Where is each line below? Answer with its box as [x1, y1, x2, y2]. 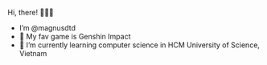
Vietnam [18, 49, 47, 58]
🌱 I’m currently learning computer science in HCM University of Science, [18, 40, 261, 50]
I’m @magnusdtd [18, 23, 76, 32]
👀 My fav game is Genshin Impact [18, 32, 131, 41]
